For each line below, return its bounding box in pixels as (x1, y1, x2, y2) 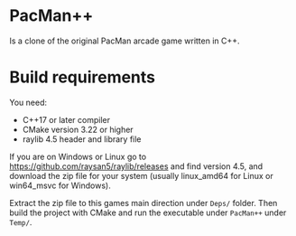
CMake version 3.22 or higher (22, 124, 134, 135)
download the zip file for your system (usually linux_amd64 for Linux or (9, 170, 273, 181)
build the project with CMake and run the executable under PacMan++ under (9, 207, 287, 218)
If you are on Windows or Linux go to (9, 151, 147, 162)
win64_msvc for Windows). (9, 180, 111, 191)
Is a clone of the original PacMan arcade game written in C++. (9, 35, 241, 46)
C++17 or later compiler (22, 114, 111, 125)
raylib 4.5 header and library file (22, 133, 142, 145)
